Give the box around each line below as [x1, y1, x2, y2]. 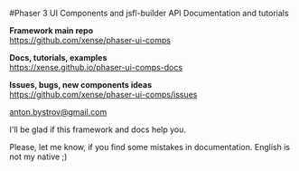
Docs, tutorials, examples [9, 52, 107, 62]
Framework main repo [9, 25, 93, 35]
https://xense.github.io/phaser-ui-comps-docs [9, 62, 183, 72]
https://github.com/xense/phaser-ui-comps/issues [9, 90, 198, 100]
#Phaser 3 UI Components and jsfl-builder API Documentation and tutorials [9, 8, 289, 18]
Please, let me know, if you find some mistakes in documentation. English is [9, 142, 291, 152]
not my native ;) [9, 151, 68, 162]
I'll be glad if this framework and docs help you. [9, 124, 187, 135]
